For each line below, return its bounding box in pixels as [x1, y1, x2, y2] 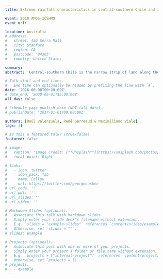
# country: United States [5, 56, 62, 61]
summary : [5, 65, 23, 70]
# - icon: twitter [5, 167, 47, 173]
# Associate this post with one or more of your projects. [5, 244, 131, 249]
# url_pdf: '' [5, 190, 34, 195]
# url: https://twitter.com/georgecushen [5, 181, 98, 186]
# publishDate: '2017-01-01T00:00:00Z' [5, 110, 86, 115]
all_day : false [5, 96, 36, 101]
